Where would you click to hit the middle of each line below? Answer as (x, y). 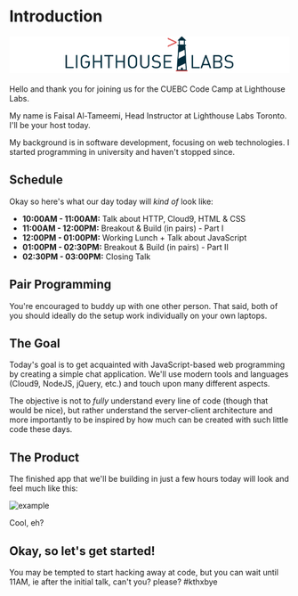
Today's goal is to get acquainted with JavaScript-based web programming (147, 365)
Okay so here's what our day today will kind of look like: (111, 201)
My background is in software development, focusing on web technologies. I (149, 142)
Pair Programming (60, 285)
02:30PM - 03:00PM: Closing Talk (86, 257)
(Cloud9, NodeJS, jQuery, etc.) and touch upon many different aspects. (140, 384)
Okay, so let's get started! (82, 551)
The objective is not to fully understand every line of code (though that (139, 401)
